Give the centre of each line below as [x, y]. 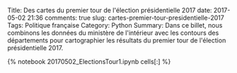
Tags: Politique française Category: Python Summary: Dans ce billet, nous [115, 25]
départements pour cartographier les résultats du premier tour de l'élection [117, 40]
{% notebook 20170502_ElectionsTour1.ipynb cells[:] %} [89, 62]
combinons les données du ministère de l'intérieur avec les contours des [113, 33]
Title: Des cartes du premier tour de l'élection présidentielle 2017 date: [110, 10]
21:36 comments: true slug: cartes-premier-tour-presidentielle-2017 [126, 18]
